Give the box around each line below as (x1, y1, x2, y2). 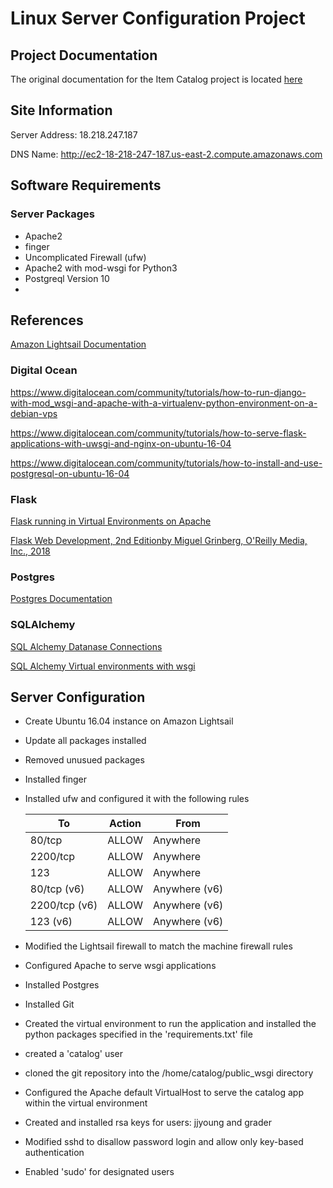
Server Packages (10, 207, 95, 221)
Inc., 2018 (10, 545, 51, 557)
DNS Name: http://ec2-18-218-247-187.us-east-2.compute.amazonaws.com (10, 148, 323, 160)
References (10, 312, 84, 329)
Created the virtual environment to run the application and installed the (24, 1018, 317, 1030)
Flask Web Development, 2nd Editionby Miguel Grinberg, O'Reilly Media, (10, 534, 308, 546)
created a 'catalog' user (24, 1048, 124, 1060)
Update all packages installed (24, 735, 147, 747)
